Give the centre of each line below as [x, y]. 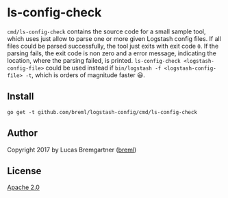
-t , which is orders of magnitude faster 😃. [85, 75]
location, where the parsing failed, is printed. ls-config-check [94, 60]
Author [22, 133]
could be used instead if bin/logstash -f [103, 68]
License [24, 171]
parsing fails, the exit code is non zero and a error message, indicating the [112, 53]
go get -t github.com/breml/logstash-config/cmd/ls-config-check [102, 112]
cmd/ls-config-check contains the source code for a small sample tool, [106, 31]
